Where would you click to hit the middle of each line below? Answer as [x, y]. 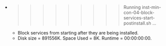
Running [132, 7]
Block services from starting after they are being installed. [78, 33]
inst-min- [151, 7]
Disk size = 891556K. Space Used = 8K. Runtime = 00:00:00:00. [85, 38]
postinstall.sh [137, 23]
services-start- [139, 18]
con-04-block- [139, 12]
